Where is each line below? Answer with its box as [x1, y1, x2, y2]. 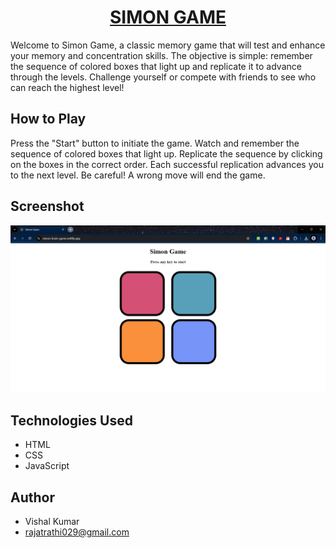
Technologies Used [10, 412, 133, 429]
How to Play [10, 111, 87, 128]
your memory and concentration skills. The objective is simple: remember [10, 49, 313, 61]
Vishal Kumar [24, 515, 80, 527]
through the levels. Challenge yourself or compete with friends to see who [10, 71, 317, 83]
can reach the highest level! [10, 81, 125, 93]
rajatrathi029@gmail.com [24, 526, 130, 538]
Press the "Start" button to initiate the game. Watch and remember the [10, 137, 300, 149]
